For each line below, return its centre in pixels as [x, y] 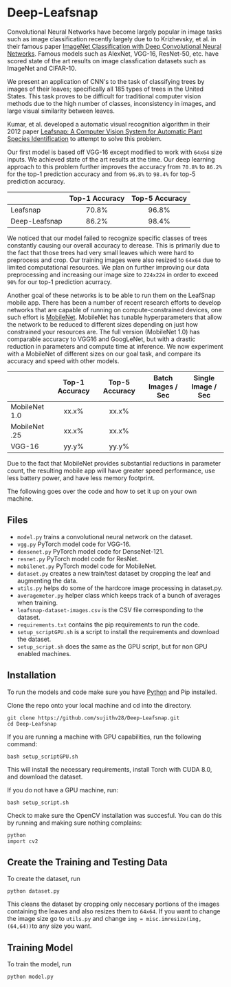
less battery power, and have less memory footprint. [81, 478]
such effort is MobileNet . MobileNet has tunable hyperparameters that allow [114, 317]
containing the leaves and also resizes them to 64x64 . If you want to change [114, 911]
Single [204, 378]
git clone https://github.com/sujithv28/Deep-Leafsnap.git [93, 718]
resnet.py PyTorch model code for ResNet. [78, 558]
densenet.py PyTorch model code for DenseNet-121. [90, 551]
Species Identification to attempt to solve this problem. [85, 138]
